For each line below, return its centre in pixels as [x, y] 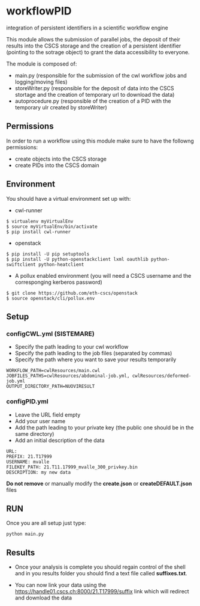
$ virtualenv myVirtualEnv [40, 221]
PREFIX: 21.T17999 [29, 456]
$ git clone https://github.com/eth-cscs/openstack [72, 293]
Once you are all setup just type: [46, 523]
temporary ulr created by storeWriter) [61, 107]
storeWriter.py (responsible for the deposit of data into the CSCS [95, 88]
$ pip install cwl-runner [38, 232]
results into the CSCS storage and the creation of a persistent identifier [94, 46]
